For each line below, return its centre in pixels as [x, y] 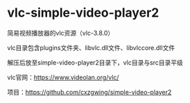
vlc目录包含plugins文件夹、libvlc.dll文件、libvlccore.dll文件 [91, 47]
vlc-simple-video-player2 [83, 13]
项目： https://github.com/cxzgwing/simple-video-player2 [89, 92]
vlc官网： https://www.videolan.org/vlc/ [63, 77]
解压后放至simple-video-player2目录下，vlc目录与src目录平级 [95, 62]
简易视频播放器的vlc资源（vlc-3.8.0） [61, 33]
